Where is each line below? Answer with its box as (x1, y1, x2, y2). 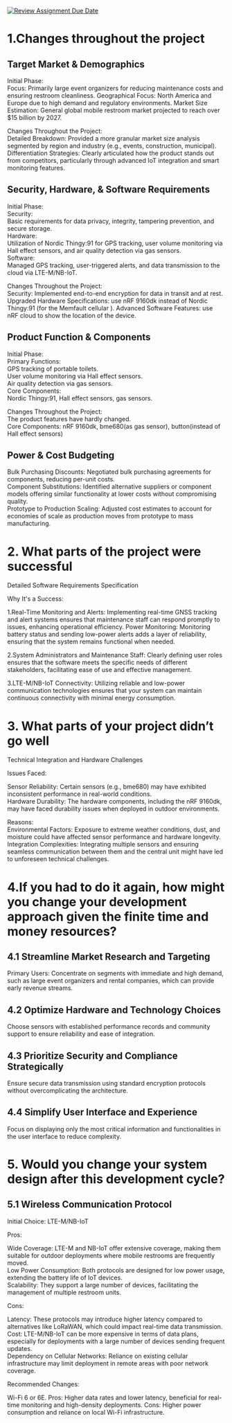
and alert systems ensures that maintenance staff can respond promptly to (7, 615, 220, 624)
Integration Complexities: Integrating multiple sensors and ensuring (7, 840, 199, 849)
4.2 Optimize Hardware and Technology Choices (7, 1004, 222, 1016)
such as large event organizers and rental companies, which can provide (7, 977, 215, 985)
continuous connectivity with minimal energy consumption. (7, 693, 176, 702)
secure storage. (7, 224, 53, 232)
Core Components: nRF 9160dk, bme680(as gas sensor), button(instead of (7, 422, 221, 430)
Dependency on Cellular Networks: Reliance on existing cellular (7, 1352, 188, 1360)
